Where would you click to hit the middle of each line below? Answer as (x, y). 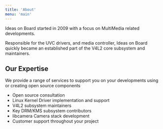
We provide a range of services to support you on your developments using (82, 80)
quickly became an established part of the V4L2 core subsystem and (75, 48)
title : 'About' (21, 10)
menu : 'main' (18, 14)
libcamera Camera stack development (51, 116)
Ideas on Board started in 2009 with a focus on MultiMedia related (72, 28)
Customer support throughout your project (55, 121)
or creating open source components (43, 86)
